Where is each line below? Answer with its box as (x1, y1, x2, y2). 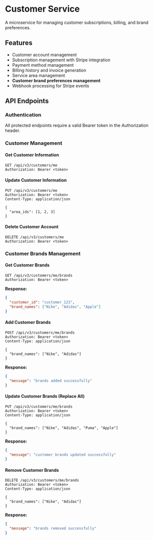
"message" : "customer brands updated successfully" (9, 452, 117, 457)
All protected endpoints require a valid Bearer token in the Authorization (5, 123, 149, 129)
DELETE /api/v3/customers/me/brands (5, 478, 79, 483)
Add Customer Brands (5, 319, 51, 325)
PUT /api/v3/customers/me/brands (5, 404, 73, 409)
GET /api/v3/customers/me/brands (5, 273, 73, 278)
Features (5, 39, 33, 47)
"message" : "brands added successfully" (9, 378, 92, 383)
